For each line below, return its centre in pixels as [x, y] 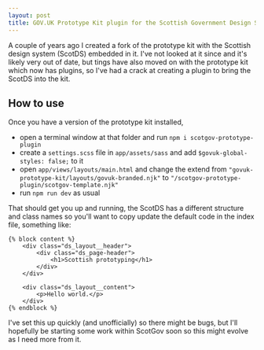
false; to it [66, 161]
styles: [32, 162]
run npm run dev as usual [60, 193]
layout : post [29, 15]
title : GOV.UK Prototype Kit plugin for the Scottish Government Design [130, 23]
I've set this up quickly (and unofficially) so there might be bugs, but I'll [123, 322]
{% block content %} [42, 239]
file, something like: [40, 225]
